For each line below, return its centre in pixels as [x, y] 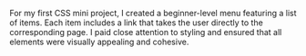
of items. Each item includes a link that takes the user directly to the [137, 23]
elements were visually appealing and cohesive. [99, 42]
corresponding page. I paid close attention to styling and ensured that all [146, 32]
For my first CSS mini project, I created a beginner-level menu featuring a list [153, 13]
